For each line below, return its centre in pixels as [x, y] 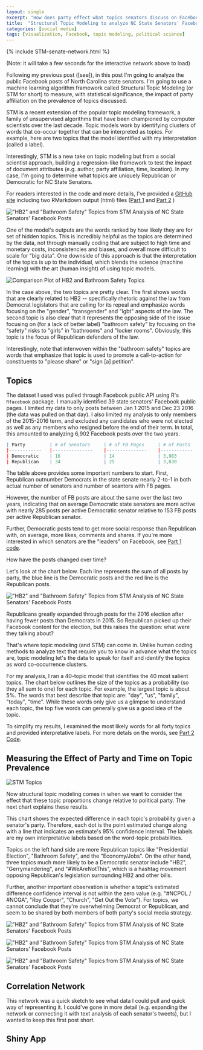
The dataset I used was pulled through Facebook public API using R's [93, 395]
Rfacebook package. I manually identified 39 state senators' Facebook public [101, 401]
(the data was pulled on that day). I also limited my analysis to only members [101, 414]
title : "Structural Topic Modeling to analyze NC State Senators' [93, 23]
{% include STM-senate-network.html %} [58, 51]
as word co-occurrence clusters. [47, 664]
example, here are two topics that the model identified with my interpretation [101, 138]
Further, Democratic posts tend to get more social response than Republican [101, 529]
